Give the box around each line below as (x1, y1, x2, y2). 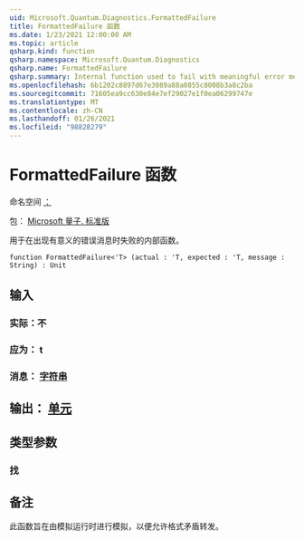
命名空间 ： (9, 196, 52, 207)
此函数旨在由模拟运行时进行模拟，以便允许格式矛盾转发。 (9, 520, 223, 531)
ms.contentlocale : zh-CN (9, 106, 103, 115)
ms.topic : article (9, 38, 79, 48)
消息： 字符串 (9, 371, 68, 383)
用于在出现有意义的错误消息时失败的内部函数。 (9, 235, 184, 246)
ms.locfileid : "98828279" (9, 123, 107, 132)
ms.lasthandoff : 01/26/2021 (9, 114, 116, 123)
